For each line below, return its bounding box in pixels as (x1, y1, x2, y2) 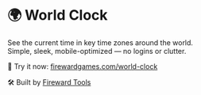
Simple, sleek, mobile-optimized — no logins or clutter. (7, 46, 187, 55)
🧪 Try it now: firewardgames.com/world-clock (7, 61, 158, 71)
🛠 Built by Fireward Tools (7, 77, 91, 87)
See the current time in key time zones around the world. (7, 37, 194, 47)
